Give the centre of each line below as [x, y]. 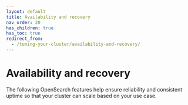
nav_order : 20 [23, 22]
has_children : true [30, 28]
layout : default [26, 11]
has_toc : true [23, 33]
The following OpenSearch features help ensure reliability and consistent [94, 89]
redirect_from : [25, 39]
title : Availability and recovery [48, 17]
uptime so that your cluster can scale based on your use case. [81, 96]
